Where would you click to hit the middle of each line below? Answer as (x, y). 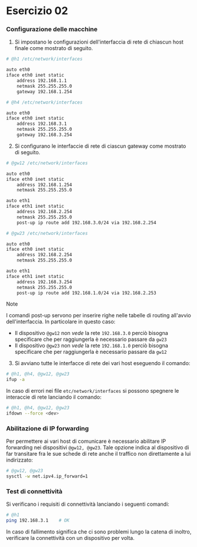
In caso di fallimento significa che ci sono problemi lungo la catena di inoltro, (99, 532)
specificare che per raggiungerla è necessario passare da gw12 (91, 352)
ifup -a (16, 380)
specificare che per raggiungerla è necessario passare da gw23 (91, 339)
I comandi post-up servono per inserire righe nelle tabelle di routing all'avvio (98, 316)
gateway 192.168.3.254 (44, 135)
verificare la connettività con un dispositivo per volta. (70, 538)
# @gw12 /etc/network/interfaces (47, 163)
